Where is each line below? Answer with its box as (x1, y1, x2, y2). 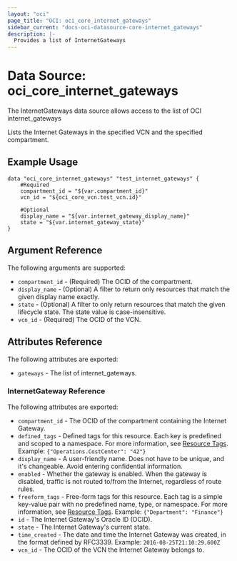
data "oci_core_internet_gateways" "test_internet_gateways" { (7, 175, 200, 182)
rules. (17, 485, 35, 493)
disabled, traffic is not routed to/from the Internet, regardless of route (17, 477, 222, 485)
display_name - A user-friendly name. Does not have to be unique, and (17, 454, 225, 463)
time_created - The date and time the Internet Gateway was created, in (17, 530, 226, 539)
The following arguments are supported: (7, 263, 126, 272)
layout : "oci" (7, 10, 50, 18)
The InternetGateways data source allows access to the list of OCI (7, 106, 202, 115)
